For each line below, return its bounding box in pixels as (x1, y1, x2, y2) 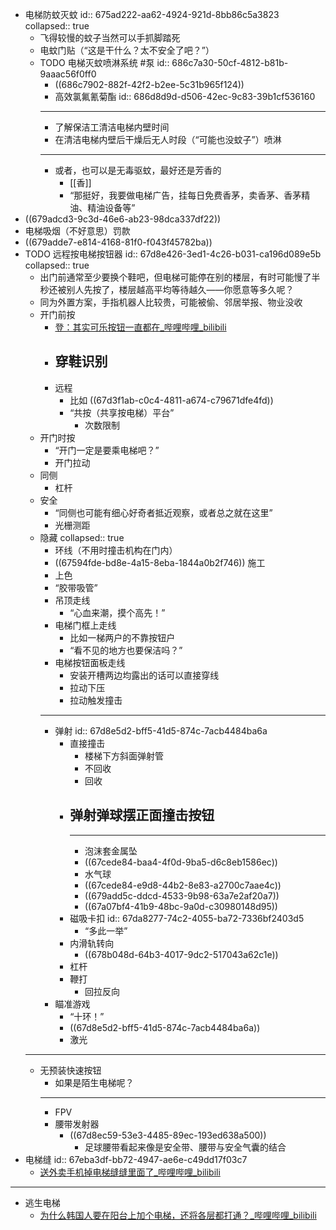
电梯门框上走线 (54, 619, 117, 631)
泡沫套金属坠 (84, 844, 138, 857)
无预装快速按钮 (39, 1064, 102, 1076)
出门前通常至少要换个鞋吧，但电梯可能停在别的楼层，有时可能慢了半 (39, 271, 321, 283)
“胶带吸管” (54, 581, 98, 593)
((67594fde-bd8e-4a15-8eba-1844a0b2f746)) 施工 (54, 556, 266, 568)
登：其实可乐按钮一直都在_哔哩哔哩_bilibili (54, 321, 227, 333)
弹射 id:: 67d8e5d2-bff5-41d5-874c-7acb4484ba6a (54, 724, 268, 737)
